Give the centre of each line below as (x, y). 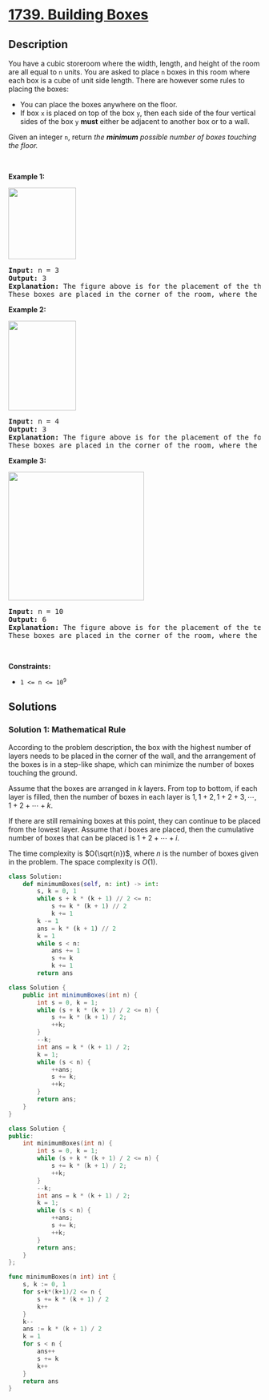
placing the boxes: (39, 89)
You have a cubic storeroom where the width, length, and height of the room (134, 63)
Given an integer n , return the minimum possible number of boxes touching (132, 137)
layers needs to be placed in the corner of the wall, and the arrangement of (132, 756)
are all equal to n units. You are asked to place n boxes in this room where (129, 72)
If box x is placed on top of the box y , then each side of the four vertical (138, 113)
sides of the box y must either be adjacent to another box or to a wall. (135, 121)
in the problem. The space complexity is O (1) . (83, 861)
